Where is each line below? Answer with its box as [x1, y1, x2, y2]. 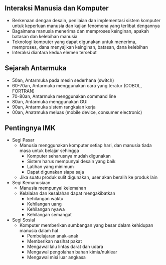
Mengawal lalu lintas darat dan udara [27, 243, 103, 250]
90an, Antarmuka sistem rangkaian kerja [12, 104, 96, 110]
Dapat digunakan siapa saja [27, 169, 84, 175]
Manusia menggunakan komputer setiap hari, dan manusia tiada [19, 143, 152, 149]
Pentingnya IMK [5, 124, 56, 132]
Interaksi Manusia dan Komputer [5, 4, 109, 13]
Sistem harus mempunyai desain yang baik [27, 158, 116, 165]
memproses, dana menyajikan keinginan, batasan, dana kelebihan [12, 44, 148, 50]
